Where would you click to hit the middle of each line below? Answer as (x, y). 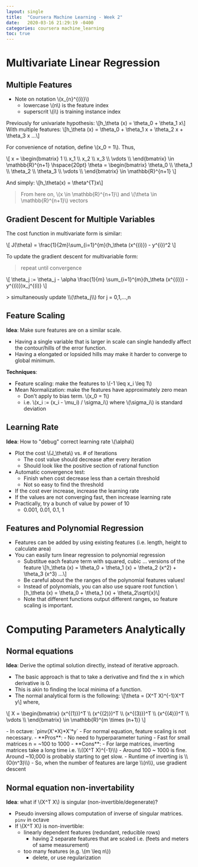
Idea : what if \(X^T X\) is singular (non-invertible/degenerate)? (82, 802)
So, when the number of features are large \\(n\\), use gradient (111, 763)
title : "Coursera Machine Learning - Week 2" (64, 17)
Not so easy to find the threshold (64, 484)
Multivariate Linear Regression (83, 63)
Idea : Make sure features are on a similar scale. (64, 330)
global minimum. (35, 360)
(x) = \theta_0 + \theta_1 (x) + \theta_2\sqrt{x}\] (103, 593)
